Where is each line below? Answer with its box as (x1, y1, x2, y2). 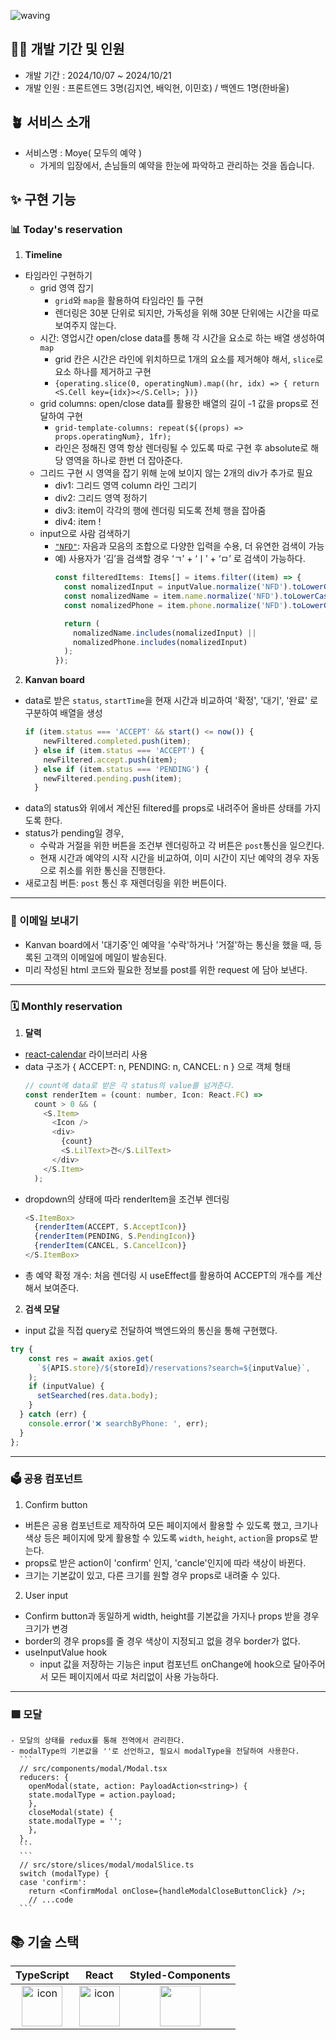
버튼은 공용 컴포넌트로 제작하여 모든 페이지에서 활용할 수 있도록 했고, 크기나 (24, 1519, 319, 1531)
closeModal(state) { (28, 1808, 114, 1818)
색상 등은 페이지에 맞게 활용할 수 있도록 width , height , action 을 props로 (24, 1531, 308, 1544)
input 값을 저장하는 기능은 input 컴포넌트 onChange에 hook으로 (39, 1658, 292, 1670)
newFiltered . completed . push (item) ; (43, 736, 192, 747)
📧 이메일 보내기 (10, 914, 79, 928)
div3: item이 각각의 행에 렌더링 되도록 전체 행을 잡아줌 (54, 505, 267, 517)
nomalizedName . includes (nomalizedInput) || (73, 628, 257, 638)
